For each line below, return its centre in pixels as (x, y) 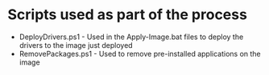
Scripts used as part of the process (127, 15)
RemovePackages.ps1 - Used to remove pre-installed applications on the (140, 53)
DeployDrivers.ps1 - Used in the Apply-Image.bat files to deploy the (131, 37)
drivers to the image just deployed (76, 45)
